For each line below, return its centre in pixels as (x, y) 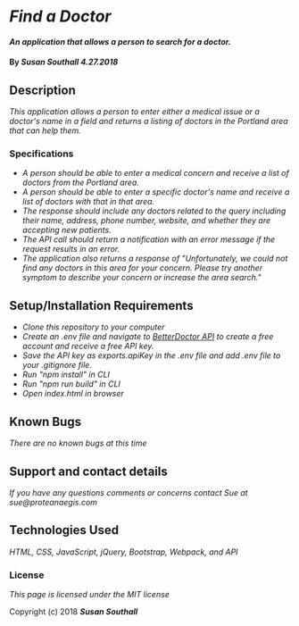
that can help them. (46, 130)
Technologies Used (64, 530)
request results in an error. (71, 249)
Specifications (42, 154)
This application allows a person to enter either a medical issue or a (135, 112)
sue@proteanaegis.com (54, 502)
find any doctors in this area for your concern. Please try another (142, 268)
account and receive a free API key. (88, 346)
